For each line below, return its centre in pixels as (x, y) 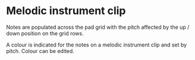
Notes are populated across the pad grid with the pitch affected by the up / (98, 27)
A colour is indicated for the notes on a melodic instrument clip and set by (97, 45)
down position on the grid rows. (45, 33)
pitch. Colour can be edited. (40, 51)
